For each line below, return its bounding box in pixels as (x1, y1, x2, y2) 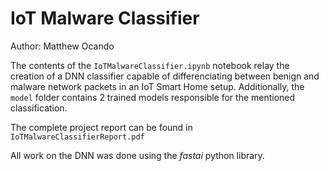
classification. (10, 102, 68, 114)
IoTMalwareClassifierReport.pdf (10, 132, 145, 142)
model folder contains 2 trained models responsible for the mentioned (10, 91, 296, 103)
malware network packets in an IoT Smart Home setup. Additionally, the (10, 80, 305, 92)
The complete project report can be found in (10, 121, 193, 133)
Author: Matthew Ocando (10, 40, 115, 52)
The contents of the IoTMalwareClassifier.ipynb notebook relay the (10, 59, 290, 71)
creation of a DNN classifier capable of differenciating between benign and (10, 70, 320, 82)
